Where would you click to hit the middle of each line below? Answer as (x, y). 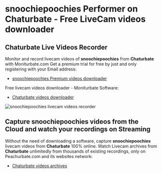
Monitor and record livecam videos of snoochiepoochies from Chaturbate (80, 59)
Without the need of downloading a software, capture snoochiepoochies (78, 141)
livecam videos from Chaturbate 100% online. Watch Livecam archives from (81, 146)
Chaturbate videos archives (40, 166)
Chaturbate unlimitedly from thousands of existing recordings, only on (75, 151)
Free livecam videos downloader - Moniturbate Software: (62, 88)
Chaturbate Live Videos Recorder (56, 47)
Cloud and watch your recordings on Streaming (78, 129)
